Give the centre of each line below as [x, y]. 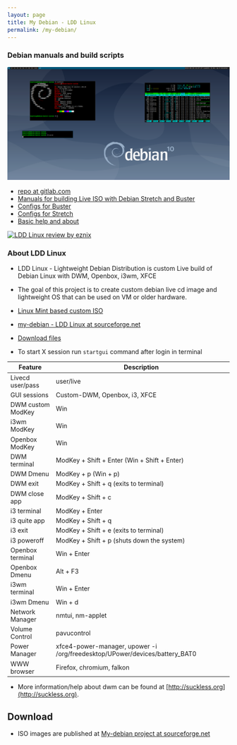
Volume [22, 629]
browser [23, 671]
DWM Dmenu [30, 474]
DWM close [27, 493]
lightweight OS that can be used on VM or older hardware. [102, 297]
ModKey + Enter [79, 511]
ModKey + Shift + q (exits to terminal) [110, 484]
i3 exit [19, 531]
